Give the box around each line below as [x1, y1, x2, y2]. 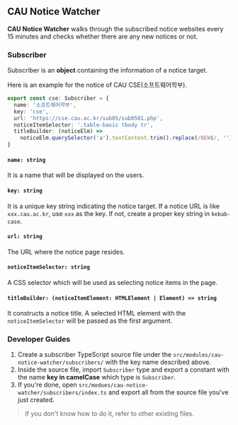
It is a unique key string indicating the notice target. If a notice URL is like [7, 202, 220, 210]
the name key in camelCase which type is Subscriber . [17, 373, 176, 382]
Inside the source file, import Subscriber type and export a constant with [17, 365, 230, 374]
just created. [17, 396, 55, 404]
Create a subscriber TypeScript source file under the [17, 350, 172, 359]
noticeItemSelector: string [7, 264, 91, 271]
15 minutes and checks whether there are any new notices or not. [7, 32, 198, 41]
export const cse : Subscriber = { [7, 95, 110, 102]
